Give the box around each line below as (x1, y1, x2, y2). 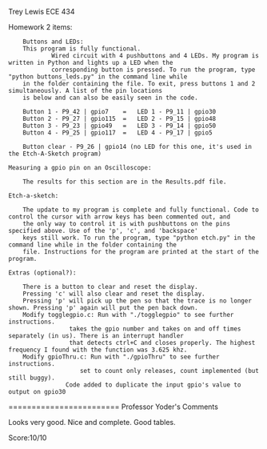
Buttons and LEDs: (22, 38, 84, 46)
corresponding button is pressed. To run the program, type (50, 66, 256, 74)
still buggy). (8, 374, 56, 382)
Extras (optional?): (8, 269, 78, 277)
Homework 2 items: (8, 22, 73, 31)
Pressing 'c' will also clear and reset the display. (22, 290, 205, 298)
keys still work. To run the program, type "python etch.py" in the (22, 234, 256, 242)
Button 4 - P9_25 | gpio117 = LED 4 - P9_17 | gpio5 (22, 129, 213, 137)
